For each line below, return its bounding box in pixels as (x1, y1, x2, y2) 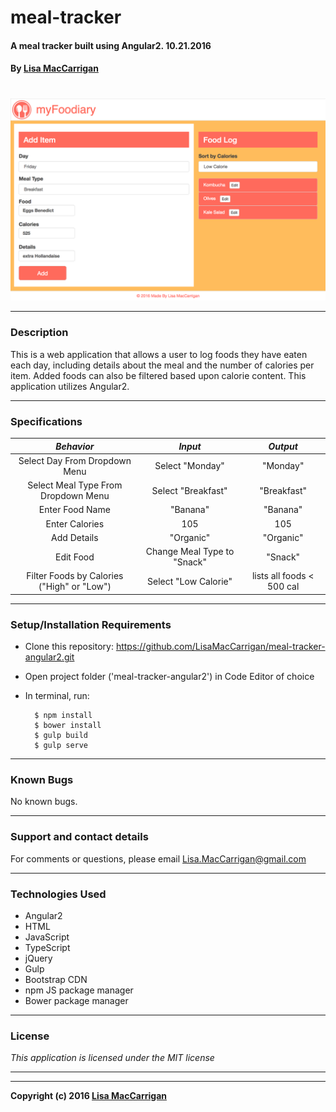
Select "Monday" (154, 460, 225, 472)
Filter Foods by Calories (26, 570, 124, 582)
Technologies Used (10, 887, 107, 901)
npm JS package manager (24, 984, 134, 996)
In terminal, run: (24, 690, 90, 702)
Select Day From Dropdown (18, 454, 132, 466)
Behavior (55, 440, 95, 452)
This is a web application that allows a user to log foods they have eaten (10, 348, 308, 360)
